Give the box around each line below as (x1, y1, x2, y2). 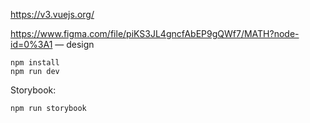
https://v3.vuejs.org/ (10, 9, 95, 20)
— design (54, 39, 95, 50)
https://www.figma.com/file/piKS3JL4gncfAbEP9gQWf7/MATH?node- (10, 28, 300, 39)
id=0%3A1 (10, 39, 53, 50)
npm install (10, 58, 60, 68)
